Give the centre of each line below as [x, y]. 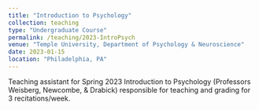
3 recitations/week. [39, 98]
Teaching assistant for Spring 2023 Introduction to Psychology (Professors [129, 81]
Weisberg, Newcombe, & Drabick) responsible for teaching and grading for [129, 90]
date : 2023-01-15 [37, 52]
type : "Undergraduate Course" [58, 30]
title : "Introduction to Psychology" [70, 15]
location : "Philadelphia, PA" [58, 60]
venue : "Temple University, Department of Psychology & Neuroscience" [126, 45]
